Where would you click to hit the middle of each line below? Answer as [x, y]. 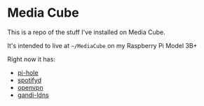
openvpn [30, 87]
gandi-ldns [33, 95]
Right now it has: [32, 59]
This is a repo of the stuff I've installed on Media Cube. [87, 32]
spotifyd [29, 80]
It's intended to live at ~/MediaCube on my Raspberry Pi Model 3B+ [102, 45]
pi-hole [28, 73]
